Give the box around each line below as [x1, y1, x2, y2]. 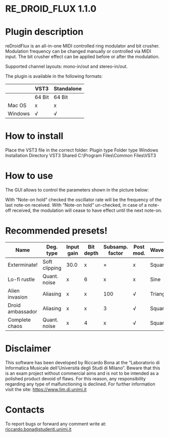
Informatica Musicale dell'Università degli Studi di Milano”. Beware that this [5, 365, 160, 371]
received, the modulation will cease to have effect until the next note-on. [12, 208, 162, 213]
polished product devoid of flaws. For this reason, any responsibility [5, 375, 146, 381]
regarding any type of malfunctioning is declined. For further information [5, 381, 155, 387]
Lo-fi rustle [8, 276, 35, 283]
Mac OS [8, 102, 27, 109]
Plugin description [5, 26, 84, 38]
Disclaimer [5, 343, 51, 354]
